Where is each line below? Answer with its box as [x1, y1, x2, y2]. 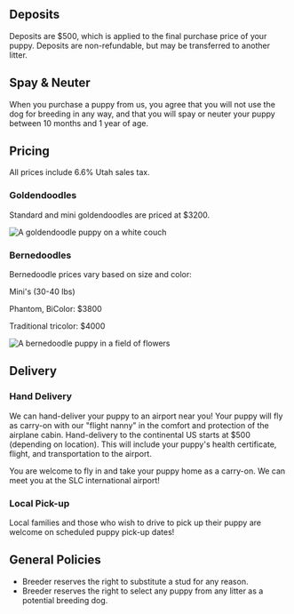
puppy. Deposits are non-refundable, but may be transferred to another [9, 40, 271, 51]
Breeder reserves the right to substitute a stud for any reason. [21, 576, 249, 586]
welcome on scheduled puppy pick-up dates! [9, 527, 175, 538]
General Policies [9, 553, 101, 568]
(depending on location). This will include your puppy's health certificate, [9, 439, 277, 450]
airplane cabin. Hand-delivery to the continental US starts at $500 [9, 429, 250, 440]
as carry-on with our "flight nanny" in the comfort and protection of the [9, 419, 269, 430]
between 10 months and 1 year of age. [9, 117, 149, 128]
